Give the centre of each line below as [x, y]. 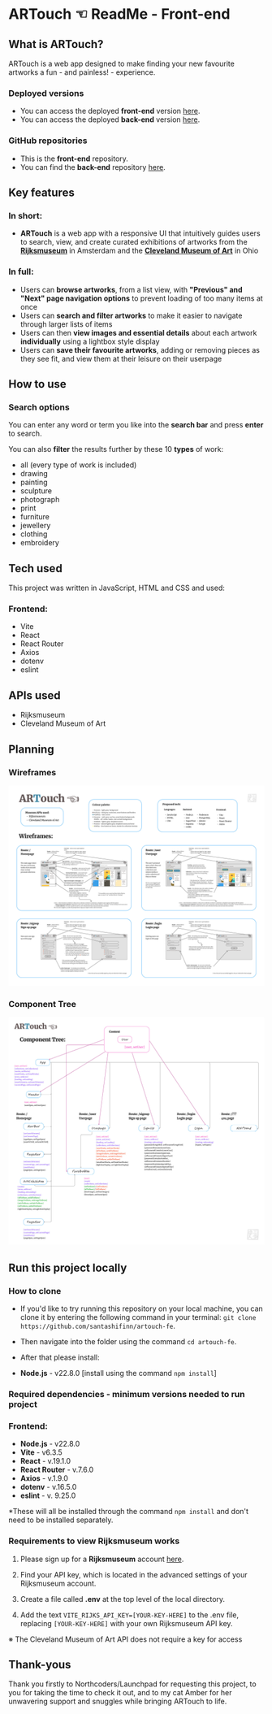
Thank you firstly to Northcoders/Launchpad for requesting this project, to [133, 1684]
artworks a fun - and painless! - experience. [82, 72]
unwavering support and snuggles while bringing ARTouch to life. [118, 1701]
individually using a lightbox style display [90, 341]
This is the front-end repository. [74, 158]
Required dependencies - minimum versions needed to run [127, 1394]
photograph [40, 500]
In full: [21, 271]
